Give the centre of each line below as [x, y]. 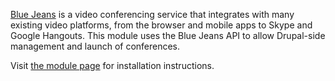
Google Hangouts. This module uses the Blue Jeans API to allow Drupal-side [168, 35]
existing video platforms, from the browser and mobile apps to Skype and [161, 25]
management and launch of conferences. [95, 46]
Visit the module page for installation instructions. [112, 65]
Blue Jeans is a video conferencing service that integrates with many [152, 14]
